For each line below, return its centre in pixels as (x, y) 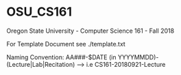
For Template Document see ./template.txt (66, 44)
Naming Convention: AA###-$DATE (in (61, 57)
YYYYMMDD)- (138, 57)
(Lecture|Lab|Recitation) (41, 64)
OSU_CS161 (39, 12)
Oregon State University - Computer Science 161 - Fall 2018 (90, 31)
